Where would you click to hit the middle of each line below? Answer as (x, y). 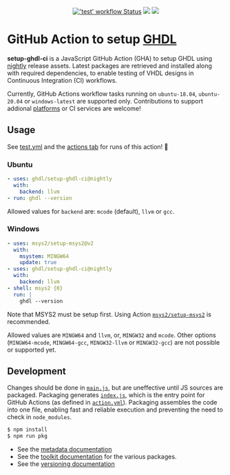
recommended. (29, 321)
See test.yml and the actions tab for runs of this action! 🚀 (88, 146)
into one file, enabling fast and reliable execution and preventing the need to (115, 410)
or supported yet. (32, 350)
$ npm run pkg (28, 436)
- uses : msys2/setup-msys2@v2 (51, 243)
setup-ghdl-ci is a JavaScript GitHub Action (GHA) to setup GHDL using (109, 58)
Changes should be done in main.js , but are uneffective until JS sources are (115, 388)
